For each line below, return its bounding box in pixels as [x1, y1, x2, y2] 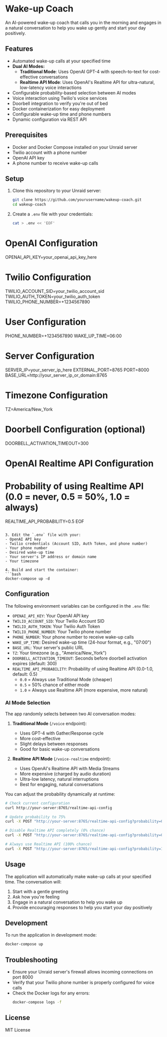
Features [5, 44, 33, 53]
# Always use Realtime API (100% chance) [5, 842, 92, 847]
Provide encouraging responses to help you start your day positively [12, 904, 153, 910]
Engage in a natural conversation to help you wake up [12, 899, 123, 905]
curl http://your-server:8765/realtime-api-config [5, 805, 112, 810]
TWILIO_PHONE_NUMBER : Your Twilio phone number [12, 628, 111, 635]
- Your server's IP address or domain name [5, 554, 97, 559]
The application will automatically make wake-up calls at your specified [5, 873, 152, 880]
